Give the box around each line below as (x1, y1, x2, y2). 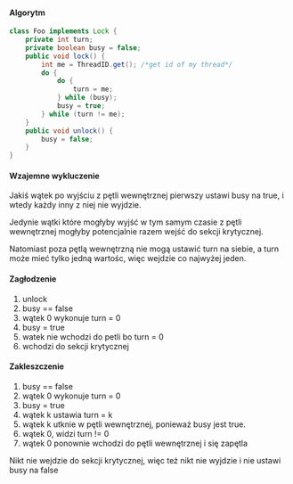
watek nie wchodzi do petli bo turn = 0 (21, 331, 165, 342)
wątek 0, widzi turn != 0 (21, 428, 110, 439)
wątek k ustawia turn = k (21, 409, 113, 420)
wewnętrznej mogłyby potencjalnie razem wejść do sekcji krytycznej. (9, 226, 265, 237)
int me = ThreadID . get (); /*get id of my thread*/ (41, 60, 233, 69)
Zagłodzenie (9, 274, 57, 284)
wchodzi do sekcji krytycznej (21, 340, 129, 351)
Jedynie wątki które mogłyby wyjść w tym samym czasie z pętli (9, 217, 242, 227)
